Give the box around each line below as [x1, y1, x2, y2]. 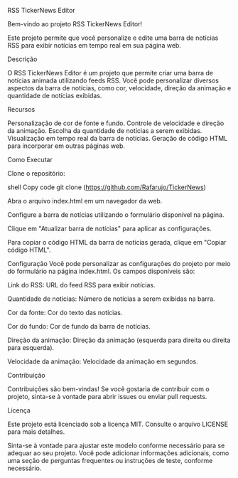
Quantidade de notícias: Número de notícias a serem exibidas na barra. [7, 294, 215, 303]
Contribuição [7, 371, 45, 379]
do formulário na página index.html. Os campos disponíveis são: [7, 267, 195, 275]
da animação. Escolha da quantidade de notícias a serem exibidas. [7, 127, 202, 134]
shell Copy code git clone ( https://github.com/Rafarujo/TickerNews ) [7, 183, 206, 191]
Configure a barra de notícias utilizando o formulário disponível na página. [7, 211, 225, 219]
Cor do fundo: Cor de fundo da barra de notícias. [7, 322, 151, 330]
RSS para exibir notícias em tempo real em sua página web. [7, 41, 181, 49]
